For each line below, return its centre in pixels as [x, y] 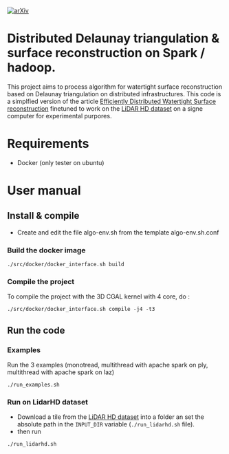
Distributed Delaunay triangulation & [113, 39]
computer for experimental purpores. [59, 116]
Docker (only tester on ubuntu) [61, 162]
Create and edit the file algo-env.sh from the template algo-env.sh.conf [118, 232]
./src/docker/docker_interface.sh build [66, 265]
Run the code [36, 330]
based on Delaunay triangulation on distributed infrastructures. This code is [114, 94]
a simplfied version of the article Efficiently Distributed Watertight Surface [112, 101]
